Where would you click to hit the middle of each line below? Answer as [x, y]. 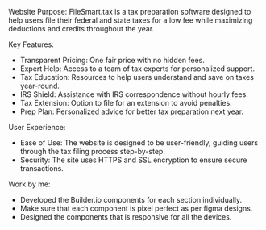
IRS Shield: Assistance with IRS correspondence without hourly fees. [134, 94]
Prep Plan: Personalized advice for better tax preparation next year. [132, 111]
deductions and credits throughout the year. [81, 29]
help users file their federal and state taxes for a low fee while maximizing [131, 20]
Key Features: [31, 44]
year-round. [40, 86]
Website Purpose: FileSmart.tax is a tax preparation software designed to [130, 12]
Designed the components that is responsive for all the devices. [126, 217]
